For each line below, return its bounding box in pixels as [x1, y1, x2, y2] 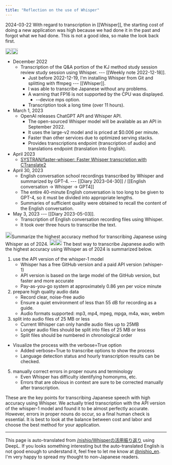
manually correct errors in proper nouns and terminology [12, 368, 133, 374]
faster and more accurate [20, 278, 74, 284]
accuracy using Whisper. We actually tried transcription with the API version [5, 400, 165, 406]
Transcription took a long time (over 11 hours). [28, 102, 125, 108]
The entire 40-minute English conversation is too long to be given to [20, 189, 164, 195]
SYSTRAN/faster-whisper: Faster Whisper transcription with [20, 157, 147, 163]
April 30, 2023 [12, 167, 44, 174]
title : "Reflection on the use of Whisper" [5, 7, 100, 13]
